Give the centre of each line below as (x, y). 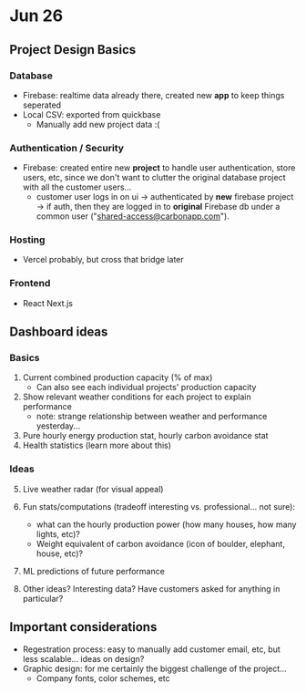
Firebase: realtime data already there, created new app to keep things (153, 95)
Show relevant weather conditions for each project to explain (137, 397)
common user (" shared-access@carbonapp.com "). (133, 216)
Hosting (27, 240)
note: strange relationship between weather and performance (152, 417)
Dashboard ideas (59, 332)
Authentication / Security (67, 148)
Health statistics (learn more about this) (97, 445)
